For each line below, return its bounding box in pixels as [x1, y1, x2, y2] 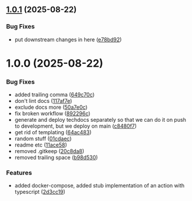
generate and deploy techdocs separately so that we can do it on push [14, 116, 187, 124]
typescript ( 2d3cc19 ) [14, 189, 66, 196]
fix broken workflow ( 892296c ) [14, 110, 91, 117]
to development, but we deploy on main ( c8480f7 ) [14, 122, 137, 129]
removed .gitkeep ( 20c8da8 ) [14, 148, 84, 155]
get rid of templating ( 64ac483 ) [14, 129, 92, 136]
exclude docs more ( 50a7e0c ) [14, 103, 88, 111]
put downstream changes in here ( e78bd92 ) [14, 35, 122, 43]
